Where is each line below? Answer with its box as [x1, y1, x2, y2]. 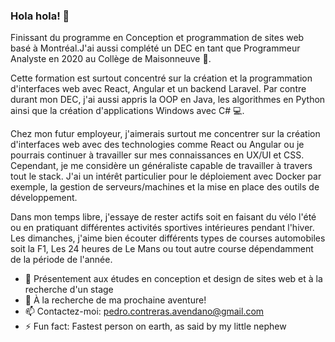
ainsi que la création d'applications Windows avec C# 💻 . [10, 105, 245, 117]
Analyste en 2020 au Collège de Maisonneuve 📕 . [10, 53, 212, 65]
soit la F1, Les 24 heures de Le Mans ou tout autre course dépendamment [10, 243, 314, 255]
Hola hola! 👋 [10, 9, 70, 23]
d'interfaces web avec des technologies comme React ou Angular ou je [10, 139, 305, 151]
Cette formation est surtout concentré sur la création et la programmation [10, 72, 313, 84]
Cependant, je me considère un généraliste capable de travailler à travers [10, 160, 313, 172]
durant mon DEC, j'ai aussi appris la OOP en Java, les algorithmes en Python [10, 94, 326, 106]
